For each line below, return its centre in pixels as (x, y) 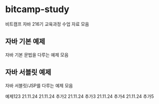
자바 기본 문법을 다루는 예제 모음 (37, 55)
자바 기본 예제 (25, 42)
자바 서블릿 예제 (28, 72)
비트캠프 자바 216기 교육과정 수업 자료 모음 (47, 24)
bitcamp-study (37, 9)
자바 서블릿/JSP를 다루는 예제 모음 (39, 85)
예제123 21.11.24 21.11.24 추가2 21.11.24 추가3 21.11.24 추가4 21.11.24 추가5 (79, 96)
